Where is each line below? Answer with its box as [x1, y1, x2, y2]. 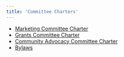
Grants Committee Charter [14, 31, 80, 39]
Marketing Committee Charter [14, 25, 88, 32]
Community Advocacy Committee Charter [14, 37, 118, 45]
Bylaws [14, 44, 33, 51]
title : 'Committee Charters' [6, 8, 79, 15]
